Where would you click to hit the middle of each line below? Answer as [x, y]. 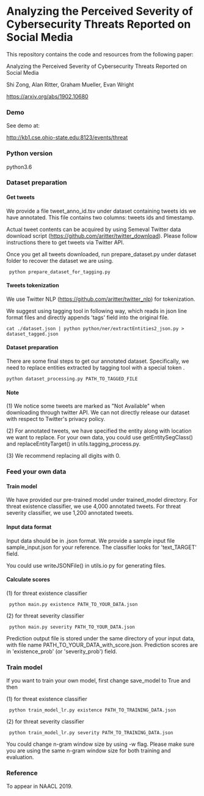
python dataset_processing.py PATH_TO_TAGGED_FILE [72, 379]
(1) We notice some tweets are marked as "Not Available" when [86, 406]
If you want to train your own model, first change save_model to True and [98, 681]
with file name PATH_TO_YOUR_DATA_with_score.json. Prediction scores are [102, 645]
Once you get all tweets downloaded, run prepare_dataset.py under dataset [101, 254]
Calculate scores [28, 580]
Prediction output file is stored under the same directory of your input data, [101, 638]
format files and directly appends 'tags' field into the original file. [88, 317]
